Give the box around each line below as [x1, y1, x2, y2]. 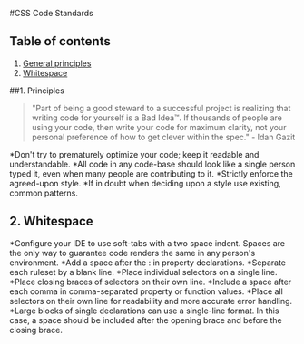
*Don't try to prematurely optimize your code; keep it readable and [9, 148, 260, 159]
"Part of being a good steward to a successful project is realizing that [31, 102, 291, 113]
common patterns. [9, 187, 79, 198]
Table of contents [9, 33, 111, 49]
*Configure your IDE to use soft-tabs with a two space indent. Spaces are [9, 237, 286, 248]
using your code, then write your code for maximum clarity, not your [31, 121, 287, 132]
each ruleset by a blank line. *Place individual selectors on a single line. [9, 266, 278, 277]
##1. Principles [9, 85, 65, 96]
